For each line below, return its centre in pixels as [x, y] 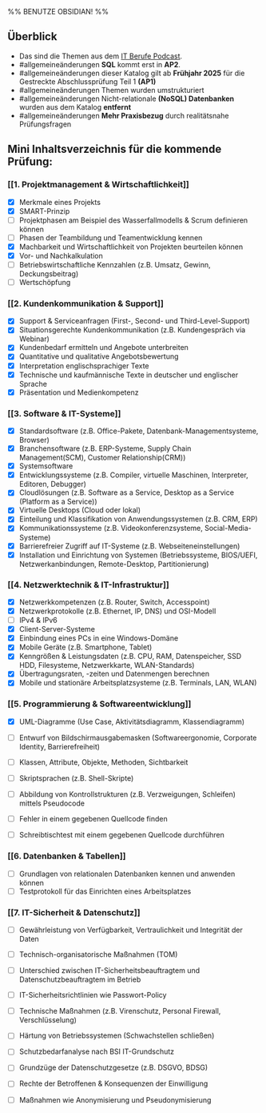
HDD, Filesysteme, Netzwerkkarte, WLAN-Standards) [107, 665]
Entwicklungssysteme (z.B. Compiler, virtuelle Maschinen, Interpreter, [133, 475]
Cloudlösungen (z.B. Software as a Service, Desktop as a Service [127, 492]
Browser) [34, 440]
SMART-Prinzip [44, 211]
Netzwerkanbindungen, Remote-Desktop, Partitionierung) [114, 564]
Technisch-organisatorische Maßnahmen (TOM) [98, 954]
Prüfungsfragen [45, 124]
